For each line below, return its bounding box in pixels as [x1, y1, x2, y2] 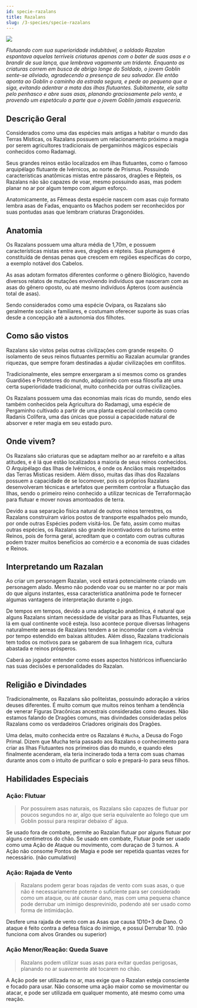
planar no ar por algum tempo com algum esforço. [6, 185, 128, 192]
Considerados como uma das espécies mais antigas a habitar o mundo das [6, 129, 188, 137]
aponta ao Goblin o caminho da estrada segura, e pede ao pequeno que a [6, 78, 187, 85]
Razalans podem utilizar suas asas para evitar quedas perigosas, [20, 959, 178, 966]
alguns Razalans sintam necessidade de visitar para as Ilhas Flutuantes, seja [6, 614, 191, 621]
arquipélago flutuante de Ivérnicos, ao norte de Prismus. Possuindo [6, 166, 169, 173]
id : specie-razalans [6, 8, 57, 15]
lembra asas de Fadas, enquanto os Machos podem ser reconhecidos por [6, 202, 185, 209]
